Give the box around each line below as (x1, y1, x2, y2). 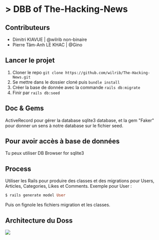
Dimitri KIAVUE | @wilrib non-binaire (12, 36, 87, 42)
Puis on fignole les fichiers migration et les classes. (5, 202, 111, 208)
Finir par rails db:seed (12, 90, 60, 96)
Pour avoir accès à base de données (5, 137, 120, 145)
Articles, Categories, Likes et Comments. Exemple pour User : (5, 183, 132, 189)
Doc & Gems (5, 104, 44, 113)
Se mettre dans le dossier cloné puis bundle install (12, 79, 120, 85)
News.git (12, 75, 31, 80)
